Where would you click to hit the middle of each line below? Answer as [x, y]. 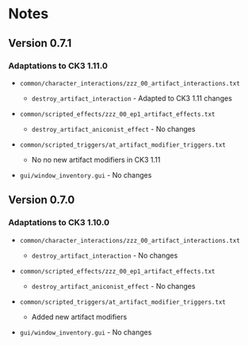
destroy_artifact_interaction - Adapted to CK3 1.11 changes [132, 98]
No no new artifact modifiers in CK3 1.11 [96, 159]
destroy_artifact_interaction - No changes [105, 255]
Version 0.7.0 [42, 200]
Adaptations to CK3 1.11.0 [58, 66]
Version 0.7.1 [40, 43]
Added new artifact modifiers [79, 316]
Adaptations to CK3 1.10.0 [59, 223]
